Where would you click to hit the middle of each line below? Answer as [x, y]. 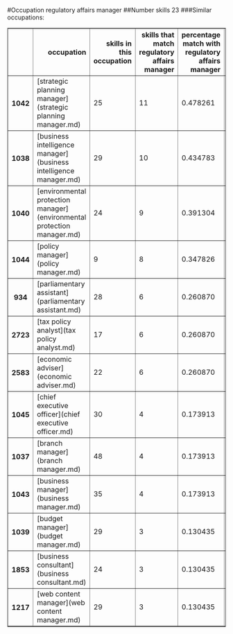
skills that [158, 35]
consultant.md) [62, 582]
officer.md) [55, 431]
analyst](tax [57, 330]
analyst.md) [56, 347]
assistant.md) [59, 310]
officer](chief [59, 414]
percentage [201, 35]
